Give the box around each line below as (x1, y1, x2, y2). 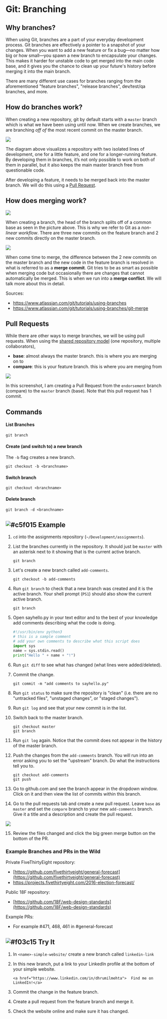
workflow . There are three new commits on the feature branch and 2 (18, 229, 159, 235)
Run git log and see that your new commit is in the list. (12, 705, 127, 711)
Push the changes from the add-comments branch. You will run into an (12, 752, 154, 758)
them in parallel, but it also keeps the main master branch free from (5, 162, 144, 168)
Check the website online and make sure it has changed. (12, 1008, 129, 1014)
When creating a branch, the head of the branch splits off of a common (5, 219, 152, 225)
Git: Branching (5, 3, 67, 15)
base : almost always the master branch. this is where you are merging (12, 353, 157, 359)
